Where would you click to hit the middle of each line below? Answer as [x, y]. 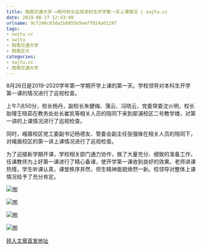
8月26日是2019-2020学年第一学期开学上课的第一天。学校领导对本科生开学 [99, 86]
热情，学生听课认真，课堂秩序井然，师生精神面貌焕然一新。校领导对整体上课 [101, 169]
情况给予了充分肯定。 [32, 177]
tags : [13, 29]
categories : [21, 57]
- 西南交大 [18, 51]
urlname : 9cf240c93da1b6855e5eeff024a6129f [62, 23]
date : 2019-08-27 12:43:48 [40, 17]
